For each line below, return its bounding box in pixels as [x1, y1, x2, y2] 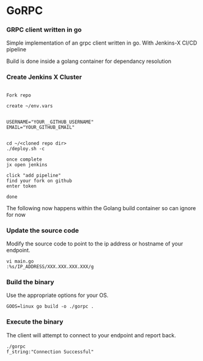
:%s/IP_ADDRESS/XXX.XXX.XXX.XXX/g [6, 264, 94, 270]
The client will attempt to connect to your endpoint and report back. [6, 331, 177, 339]
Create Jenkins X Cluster [6, 73, 82, 81]
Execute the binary [6, 318, 64, 326]
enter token [6, 183, 37, 189]
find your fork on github [6, 178, 72, 184]
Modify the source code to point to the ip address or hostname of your [6, 240, 183, 247]
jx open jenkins [6, 161, 48, 168]
